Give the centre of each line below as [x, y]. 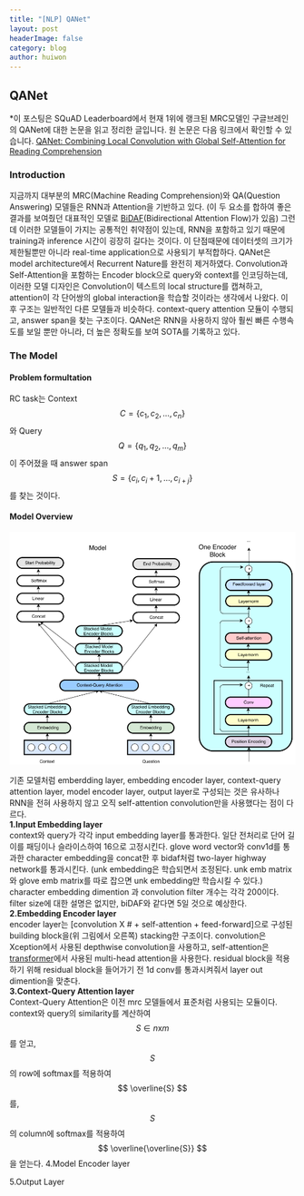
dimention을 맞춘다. [45, 981]
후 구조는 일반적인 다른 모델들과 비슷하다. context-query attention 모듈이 [139, 309]
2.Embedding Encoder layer [63, 913]
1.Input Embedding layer [56, 824]
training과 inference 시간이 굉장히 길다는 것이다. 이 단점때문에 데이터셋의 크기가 [151, 241]
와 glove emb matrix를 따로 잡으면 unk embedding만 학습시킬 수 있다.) [136, 880]
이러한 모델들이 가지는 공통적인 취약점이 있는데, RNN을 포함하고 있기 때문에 [152, 230]
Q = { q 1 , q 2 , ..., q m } [152, 446]
